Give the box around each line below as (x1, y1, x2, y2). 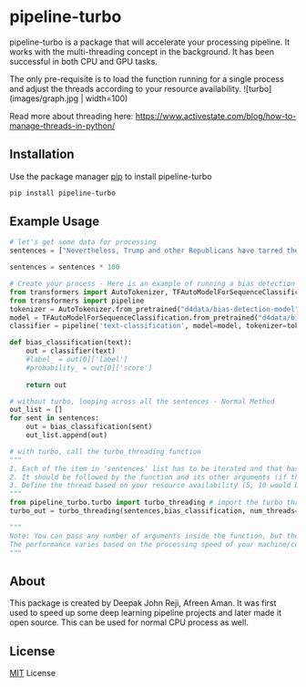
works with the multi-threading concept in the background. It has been (9, 46, 275, 56)
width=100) (85, 93, 128, 104)
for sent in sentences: (9, 414, 100, 423)
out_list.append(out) (25, 431, 107, 440)
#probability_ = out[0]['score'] (25, 363, 153, 373)
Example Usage (9, 214, 100, 230)
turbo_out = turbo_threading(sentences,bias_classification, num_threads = (9, 507, 300, 516)
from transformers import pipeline (9, 296, 145, 305)
